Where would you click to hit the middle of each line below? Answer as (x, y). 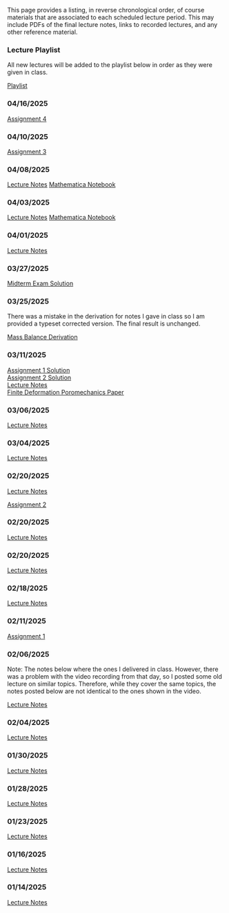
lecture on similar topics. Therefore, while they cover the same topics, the (112, 684)
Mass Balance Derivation (42, 337)
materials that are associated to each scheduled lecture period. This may (111, 17)
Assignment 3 (27, 151)
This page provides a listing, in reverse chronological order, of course (106, 10)
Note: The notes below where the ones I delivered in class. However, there (113, 669)
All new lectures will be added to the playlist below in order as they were (110, 65)
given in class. (28, 73)
